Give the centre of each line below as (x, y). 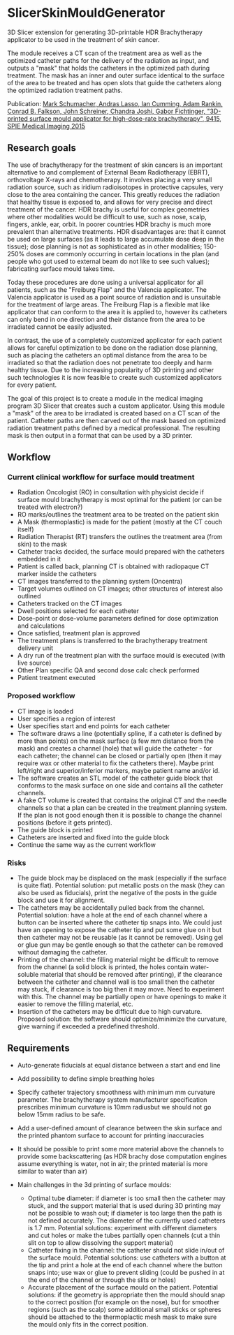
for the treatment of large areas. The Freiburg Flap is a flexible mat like (109, 304)
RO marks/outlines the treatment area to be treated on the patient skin (118, 515)
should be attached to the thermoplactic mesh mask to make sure (122, 1317)
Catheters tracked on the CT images (70, 604)
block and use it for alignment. (61, 900)
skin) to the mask (42, 544)
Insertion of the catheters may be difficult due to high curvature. (110, 1012)
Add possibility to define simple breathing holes (86, 1078)
